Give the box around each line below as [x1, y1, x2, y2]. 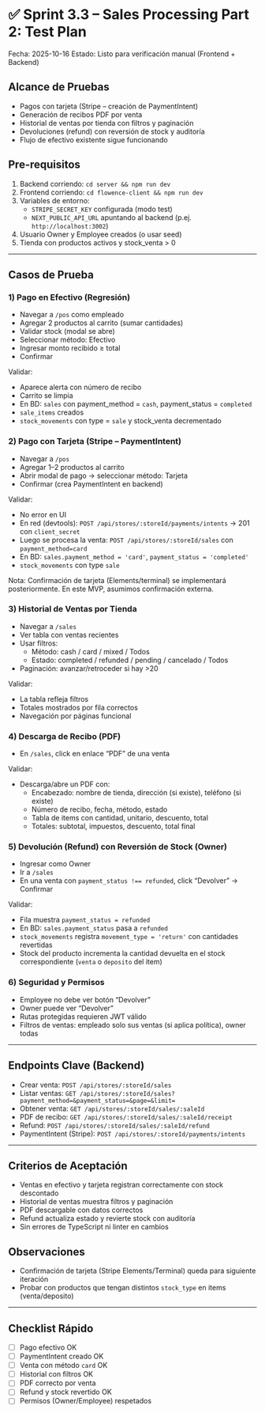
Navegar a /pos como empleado [19, 310, 125, 320]
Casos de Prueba [8, 267, 95, 282]
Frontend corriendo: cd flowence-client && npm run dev [19, 188, 203, 197]
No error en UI [19, 510, 67, 519]
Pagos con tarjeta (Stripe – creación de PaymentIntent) [19, 101, 199, 111]
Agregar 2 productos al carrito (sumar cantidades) [19, 318, 184, 328]
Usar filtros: [19, 638, 58, 648]
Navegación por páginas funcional [19, 710, 132, 721]
